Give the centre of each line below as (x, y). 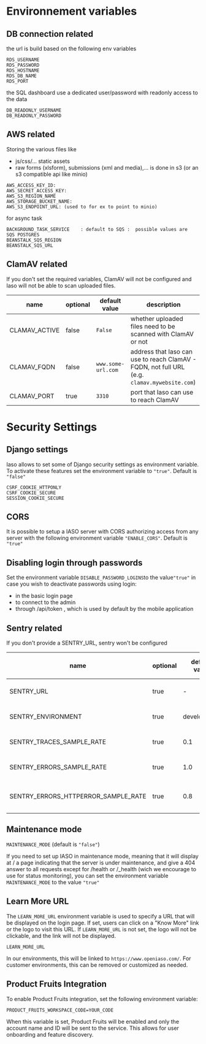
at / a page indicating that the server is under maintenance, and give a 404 (101, 863)
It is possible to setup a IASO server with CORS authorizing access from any (102, 532)
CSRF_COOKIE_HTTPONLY (34, 487)
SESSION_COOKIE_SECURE (35, 498)
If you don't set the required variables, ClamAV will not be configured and (99, 279)
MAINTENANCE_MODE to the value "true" (53, 882)
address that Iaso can (162, 352)
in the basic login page (44, 596)
